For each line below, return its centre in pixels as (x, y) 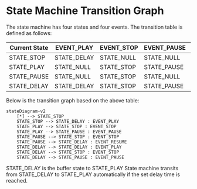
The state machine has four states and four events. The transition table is (94, 27)
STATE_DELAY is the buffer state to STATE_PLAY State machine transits (92, 168)
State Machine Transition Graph (85, 11)
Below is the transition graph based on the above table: (73, 100)
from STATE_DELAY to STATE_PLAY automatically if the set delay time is (93, 174)
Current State (29, 47)
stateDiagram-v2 (26, 111)
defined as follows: (29, 33)
